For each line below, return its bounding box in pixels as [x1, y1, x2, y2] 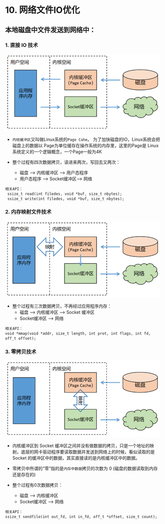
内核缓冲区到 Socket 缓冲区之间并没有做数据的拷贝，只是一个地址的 [12, 443, 150, 449]
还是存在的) [12, 472, 36, 478]
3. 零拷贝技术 [5, 348, 36, 355]
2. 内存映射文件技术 [5, 209, 52, 216]
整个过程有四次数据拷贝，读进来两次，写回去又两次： [12, 159, 121, 165]
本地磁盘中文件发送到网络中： [5, 26, 96, 34]
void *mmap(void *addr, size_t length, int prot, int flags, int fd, [5, 331, 151, 336]
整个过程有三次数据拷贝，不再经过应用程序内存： [12, 303, 112, 309]
